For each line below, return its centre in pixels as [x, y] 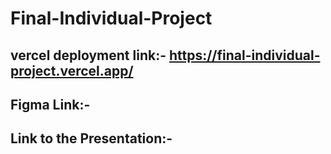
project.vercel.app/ [72, 70]
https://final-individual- [244, 55]
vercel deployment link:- [88, 55]
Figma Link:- [50, 104]
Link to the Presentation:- [91, 138]
